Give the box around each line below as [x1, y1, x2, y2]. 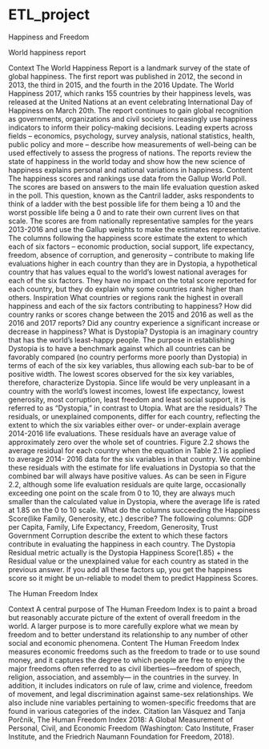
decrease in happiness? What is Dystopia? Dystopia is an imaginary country [8, 326, 259, 336]
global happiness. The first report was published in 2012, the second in [8, 71, 243, 81]
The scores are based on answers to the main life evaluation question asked [8, 182, 259, 191]
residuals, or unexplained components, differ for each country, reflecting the [8, 411, 260, 421]
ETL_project [8, 6, 90, 24]
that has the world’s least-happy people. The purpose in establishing [8, 334, 235, 345]
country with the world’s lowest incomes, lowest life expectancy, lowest [8, 386, 244, 395]
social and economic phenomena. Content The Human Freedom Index [8, 638, 240, 647]
